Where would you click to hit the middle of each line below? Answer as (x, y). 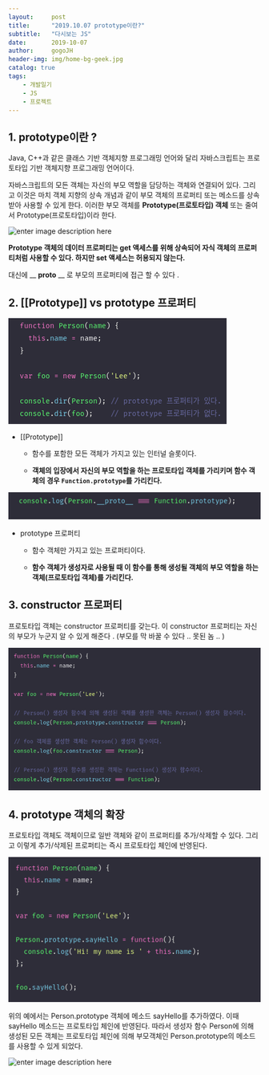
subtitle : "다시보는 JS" (50, 34)
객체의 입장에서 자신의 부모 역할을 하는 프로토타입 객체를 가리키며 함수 (139, 470)
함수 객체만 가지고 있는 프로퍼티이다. (88, 550)
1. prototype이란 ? (53, 137)
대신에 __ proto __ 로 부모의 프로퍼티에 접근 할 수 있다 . (94, 275)
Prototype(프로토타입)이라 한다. (66, 215)
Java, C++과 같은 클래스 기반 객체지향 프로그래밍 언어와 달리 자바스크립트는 (127, 158)
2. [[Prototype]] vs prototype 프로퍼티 (102, 302)
